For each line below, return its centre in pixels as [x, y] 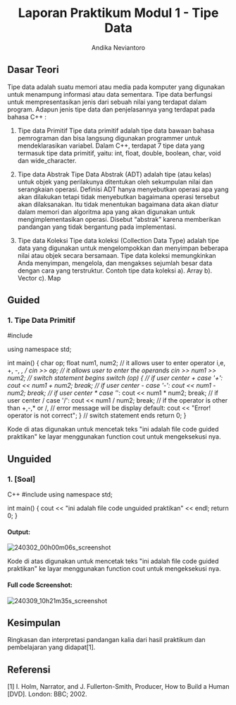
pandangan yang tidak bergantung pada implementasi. [97, 227]
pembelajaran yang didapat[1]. [51, 647]
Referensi [29, 669]
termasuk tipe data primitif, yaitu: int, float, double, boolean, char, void [119, 153]
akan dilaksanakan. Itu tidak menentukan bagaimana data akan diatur [118, 204]
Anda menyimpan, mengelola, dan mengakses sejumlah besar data [115, 263]
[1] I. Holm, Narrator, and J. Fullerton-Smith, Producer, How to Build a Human [118, 687]
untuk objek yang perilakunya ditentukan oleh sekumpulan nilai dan [115, 182]
